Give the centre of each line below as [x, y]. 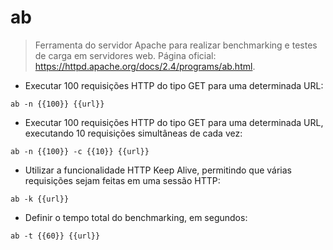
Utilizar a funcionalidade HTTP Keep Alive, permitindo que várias [158, 170]
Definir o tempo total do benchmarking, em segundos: [136, 217]
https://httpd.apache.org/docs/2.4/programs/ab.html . [145, 66]
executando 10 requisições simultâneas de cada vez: [133, 133]
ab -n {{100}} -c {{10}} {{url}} [80, 151]
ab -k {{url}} [40, 199]
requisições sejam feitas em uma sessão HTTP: [122, 180]
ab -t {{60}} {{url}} [55, 236]
